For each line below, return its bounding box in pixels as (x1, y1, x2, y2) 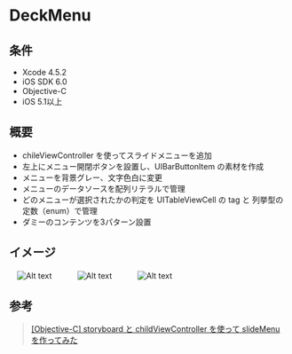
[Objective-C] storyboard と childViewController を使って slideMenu (30, 324, 280, 334)
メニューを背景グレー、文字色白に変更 (21, 172, 162, 183)
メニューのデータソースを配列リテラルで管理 (21, 183, 186, 193)
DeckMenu (9, 5, 91, 26)
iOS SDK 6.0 (21, 76, 67, 87)
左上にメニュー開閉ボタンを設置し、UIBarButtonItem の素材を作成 (21, 161, 264, 171)
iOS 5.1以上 (21, 97, 63, 106)
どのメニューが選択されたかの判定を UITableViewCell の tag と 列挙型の (21, 194, 284, 205)
